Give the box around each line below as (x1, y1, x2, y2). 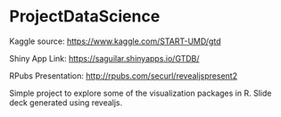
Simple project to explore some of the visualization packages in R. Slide (9, 88, 272, 98)
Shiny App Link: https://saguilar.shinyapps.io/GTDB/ (9, 53, 200, 63)
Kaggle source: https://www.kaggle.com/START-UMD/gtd (9, 36, 221, 46)
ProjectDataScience (9, 6, 161, 27)
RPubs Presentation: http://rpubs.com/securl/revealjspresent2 (9, 70, 238, 81)
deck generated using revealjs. (9, 96, 123, 108)
